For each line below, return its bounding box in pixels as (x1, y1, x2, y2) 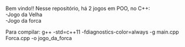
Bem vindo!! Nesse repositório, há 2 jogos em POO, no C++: (5, 5, 150, 12)
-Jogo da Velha (5, 11, 43, 18)
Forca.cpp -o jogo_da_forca (5, 35, 73, 41)
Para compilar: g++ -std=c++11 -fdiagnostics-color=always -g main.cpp (5, 28, 179, 35)
